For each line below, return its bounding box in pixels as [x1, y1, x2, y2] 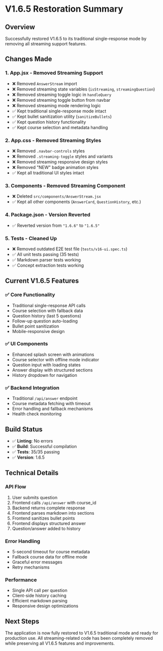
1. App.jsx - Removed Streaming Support [5, 70, 103, 76]
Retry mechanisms [12, 564, 50, 570]
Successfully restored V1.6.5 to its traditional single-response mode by [5, 36, 147, 41]
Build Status [5, 425, 43, 433]
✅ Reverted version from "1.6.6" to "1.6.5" [12, 223, 100, 228]
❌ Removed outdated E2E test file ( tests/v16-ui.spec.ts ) [12, 246, 127, 252]
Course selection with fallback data [12, 308, 83, 314]
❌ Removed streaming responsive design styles [12, 159, 108, 165]
